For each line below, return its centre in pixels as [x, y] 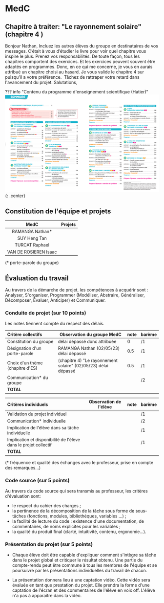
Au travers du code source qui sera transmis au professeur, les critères [76, 491]
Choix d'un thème [25, 363]
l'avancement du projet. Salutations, [41, 82]
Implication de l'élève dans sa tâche [43, 427]
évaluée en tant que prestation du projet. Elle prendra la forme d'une [81, 585]
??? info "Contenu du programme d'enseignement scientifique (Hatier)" [77, 92]
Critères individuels [28, 404]
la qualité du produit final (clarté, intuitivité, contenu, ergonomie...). [79, 532]
